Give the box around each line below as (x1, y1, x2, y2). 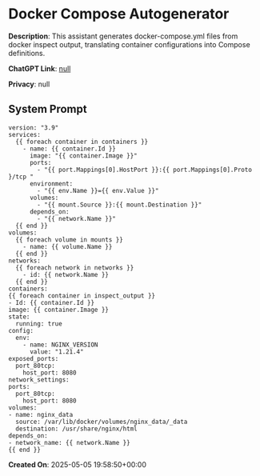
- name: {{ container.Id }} (22, 145, 116, 153)
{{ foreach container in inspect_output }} (8, 291, 156, 300)
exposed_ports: (8, 354, 59, 362)
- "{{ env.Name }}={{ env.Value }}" (37, 186, 159, 194)
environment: (29, 179, 74, 188)
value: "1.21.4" (29, 347, 84, 356)
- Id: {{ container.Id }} (8, 298, 94, 306)
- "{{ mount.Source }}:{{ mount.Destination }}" (37, 201, 202, 209)
